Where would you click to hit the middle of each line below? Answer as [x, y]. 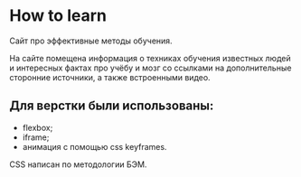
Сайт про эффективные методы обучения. [91, 41]
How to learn [58, 16]
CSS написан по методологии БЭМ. [78, 164]
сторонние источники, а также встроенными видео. [110, 77]
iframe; [36, 137]
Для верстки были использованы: [112, 106]
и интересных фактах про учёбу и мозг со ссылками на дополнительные [150, 68]
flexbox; [38, 127]
